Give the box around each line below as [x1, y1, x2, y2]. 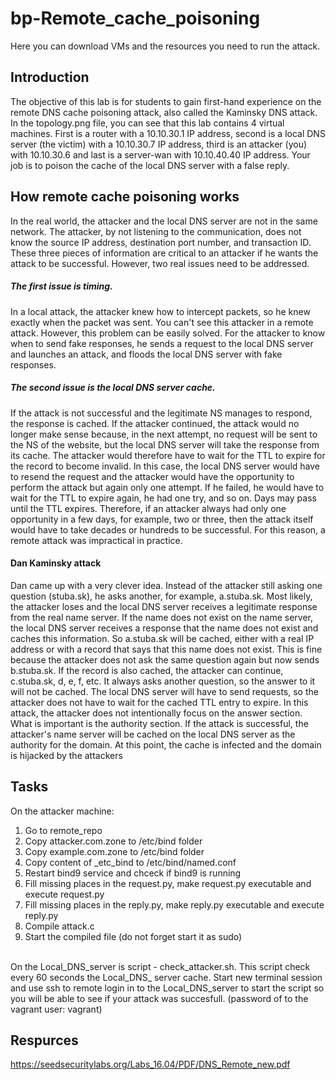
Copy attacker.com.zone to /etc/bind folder [24, 835, 203, 847]
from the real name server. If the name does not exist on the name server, [10, 611, 314, 623]
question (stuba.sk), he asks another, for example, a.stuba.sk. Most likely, [10, 590, 313, 602]
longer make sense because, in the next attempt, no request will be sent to [10, 428, 318, 440]
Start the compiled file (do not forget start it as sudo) [24, 930, 243, 942]
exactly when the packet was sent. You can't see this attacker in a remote [10, 316, 314, 328]
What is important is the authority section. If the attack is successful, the [10, 717, 309, 729]
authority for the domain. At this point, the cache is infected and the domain [10, 738, 322, 751]
